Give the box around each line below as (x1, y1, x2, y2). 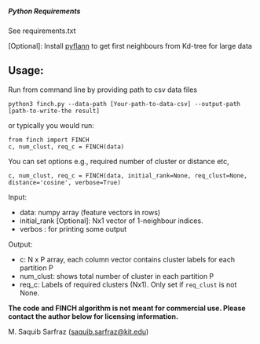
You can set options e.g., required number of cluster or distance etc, (8, 156, 229, 166)
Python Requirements (8, 6, 81, 16)
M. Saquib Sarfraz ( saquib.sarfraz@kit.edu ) (8, 327, 149, 336)
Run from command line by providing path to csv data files (8, 85, 198, 94)
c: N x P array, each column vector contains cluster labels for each (19, 254, 236, 264)
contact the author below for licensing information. (8, 311, 179, 321)
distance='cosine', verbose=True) (8, 178, 122, 186)
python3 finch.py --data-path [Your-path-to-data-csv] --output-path (8, 100, 241, 108)
